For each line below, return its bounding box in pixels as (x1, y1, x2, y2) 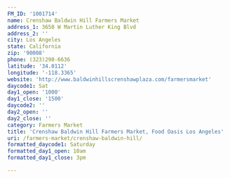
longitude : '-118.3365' (7, 69, 77, 76)
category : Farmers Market (7, 121, 83, 129)
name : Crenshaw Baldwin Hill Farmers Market (7, 17, 140, 24)
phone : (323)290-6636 (7, 56, 71, 63)
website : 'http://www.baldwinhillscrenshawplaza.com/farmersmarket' (7, 75, 212, 83)
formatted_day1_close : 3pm (7, 154, 86, 162)
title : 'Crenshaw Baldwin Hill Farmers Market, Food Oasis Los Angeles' (7, 128, 224, 135)
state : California (7, 43, 61, 50)
